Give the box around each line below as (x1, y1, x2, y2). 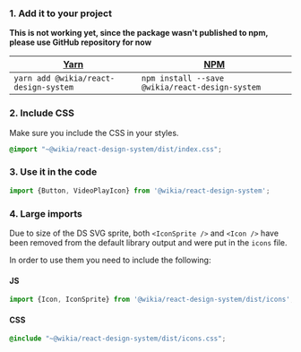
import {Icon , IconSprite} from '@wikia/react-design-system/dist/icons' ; (9, 295, 295, 305)
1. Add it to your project (9, 7, 112, 20)
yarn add (13, 73, 51, 83)
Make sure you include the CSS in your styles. (9, 127, 179, 138)
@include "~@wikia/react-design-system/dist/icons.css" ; (9, 334, 227, 343)
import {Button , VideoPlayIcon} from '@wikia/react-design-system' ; (9, 186, 271, 195)
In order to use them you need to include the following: (9, 254, 211, 265)
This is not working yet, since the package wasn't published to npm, (9, 28, 269, 39)
